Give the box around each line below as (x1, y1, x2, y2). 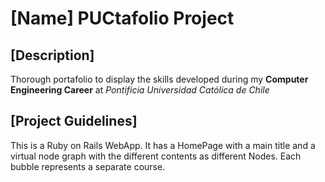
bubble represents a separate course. (10, 160, 166, 172)
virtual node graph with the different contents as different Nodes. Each (10, 150, 302, 162)
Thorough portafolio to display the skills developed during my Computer (10, 73, 309, 85)
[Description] (10, 47, 95, 64)
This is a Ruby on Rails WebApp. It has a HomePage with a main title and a (10, 139, 316, 151)
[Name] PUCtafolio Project (10, 7, 235, 30)
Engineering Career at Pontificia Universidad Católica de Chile (10, 84, 270, 96)
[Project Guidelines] (10, 113, 138, 130)
